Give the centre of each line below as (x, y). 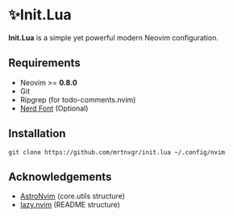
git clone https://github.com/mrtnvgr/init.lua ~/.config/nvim (117, 152)
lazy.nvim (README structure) (70, 205)
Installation (37, 134)
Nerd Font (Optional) (54, 108)
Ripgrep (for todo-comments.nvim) (78, 99)
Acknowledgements (60, 176)
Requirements (44, 63)
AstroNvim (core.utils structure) (73, 196)
